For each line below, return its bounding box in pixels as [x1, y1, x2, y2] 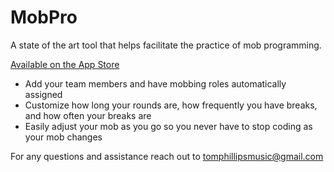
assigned [24, 88, 63, 100]
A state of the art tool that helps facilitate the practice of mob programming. [10, 39, 322, 51]
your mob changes [24, 131, 103, 143]
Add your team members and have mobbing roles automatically [24, 77, 287, 90]
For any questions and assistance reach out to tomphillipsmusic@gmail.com [10, 150, 324, 162]
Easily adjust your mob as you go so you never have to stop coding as [24, 120, 313, 132]
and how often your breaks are [24, 109, 152, 121]
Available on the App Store [10, 58, 120, 70]
